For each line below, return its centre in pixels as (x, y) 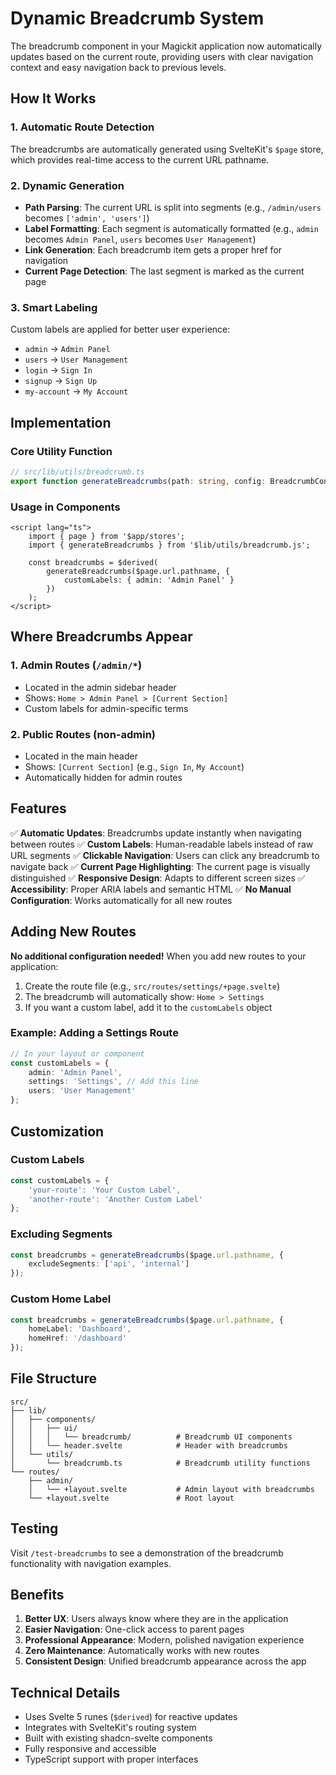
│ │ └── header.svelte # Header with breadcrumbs (149, 1445)
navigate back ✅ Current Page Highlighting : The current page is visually (160, 866)
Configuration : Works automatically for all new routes (121, 900)
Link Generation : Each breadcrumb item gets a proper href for (153, 249)
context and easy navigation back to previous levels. (118, 67)
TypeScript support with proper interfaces (111, 1759)
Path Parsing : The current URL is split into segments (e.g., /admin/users (173, 207)
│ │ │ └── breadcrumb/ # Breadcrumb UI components (151, 1437)
